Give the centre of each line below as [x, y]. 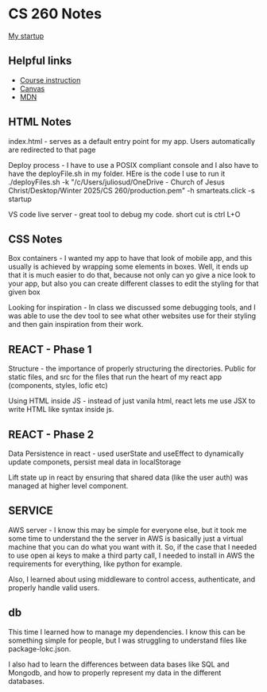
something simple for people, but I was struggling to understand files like [128, 640]
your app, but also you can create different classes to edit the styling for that [133, 284]
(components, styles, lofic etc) [58, 386]
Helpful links [40, 61]
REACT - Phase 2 [51, 434]
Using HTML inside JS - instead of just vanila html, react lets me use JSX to [132, 401]
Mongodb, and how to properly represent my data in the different [115, 672]
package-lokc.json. [40, 648]
